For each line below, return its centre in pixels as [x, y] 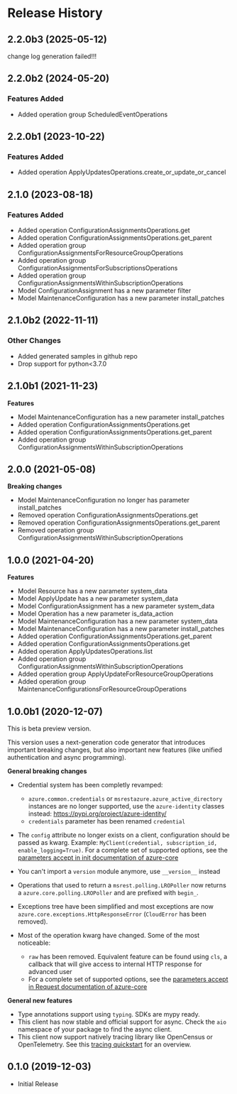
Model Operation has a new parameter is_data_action [95, 614]
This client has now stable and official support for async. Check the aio [122, 1022]
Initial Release [38, 1083]
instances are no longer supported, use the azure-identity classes [126, 806]
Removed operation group [56, 530]
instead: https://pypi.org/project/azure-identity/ [97, 814]
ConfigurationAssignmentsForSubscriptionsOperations [98, 268]
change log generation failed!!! [52, 56]
